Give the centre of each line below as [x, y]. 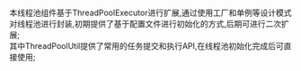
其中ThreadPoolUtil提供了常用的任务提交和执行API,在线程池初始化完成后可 [147, 46]
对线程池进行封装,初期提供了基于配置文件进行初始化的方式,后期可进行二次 [146, 24]
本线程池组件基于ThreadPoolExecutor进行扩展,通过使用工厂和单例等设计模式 [150, 13]
